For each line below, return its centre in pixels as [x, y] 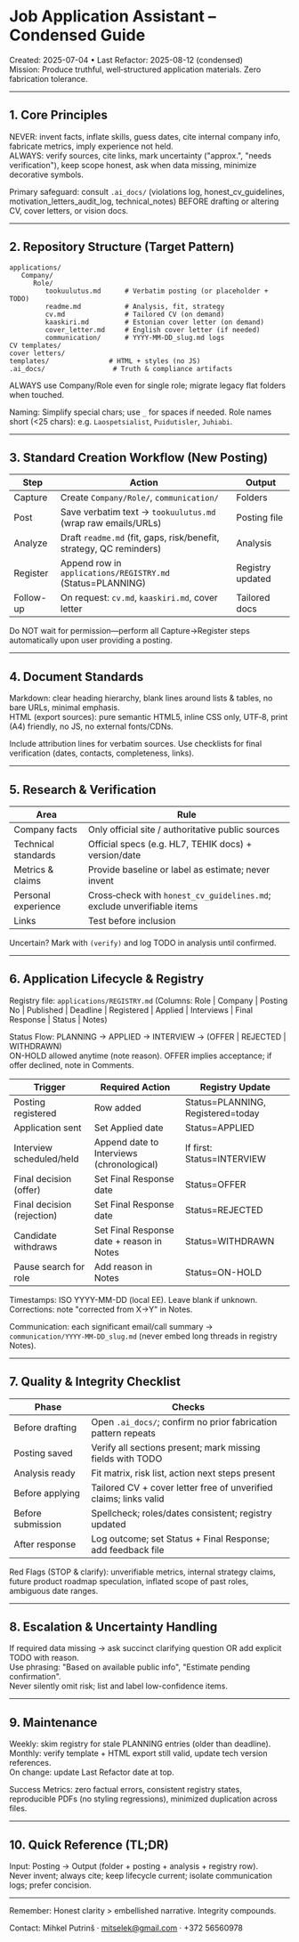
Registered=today [222, 1113]
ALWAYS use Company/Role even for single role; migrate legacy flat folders [148, 385]
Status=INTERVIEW [226, 1159]
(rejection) [36, 1215]
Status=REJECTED [225, 1210]
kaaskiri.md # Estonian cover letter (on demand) [155, 322]
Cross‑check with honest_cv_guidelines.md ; [179, 895]
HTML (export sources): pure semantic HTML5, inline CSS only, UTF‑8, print [149, 717]
